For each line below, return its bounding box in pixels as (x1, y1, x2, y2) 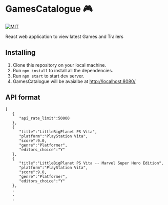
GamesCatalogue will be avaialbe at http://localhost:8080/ (12, 78, 136, 84)
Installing (5, 48, 36, 57)
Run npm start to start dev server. (12, 73, 85, 79)
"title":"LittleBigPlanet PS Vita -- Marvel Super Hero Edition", (18, 160, 164, 166)
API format (5, 93, 40, 102)
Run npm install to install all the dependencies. (12, 67, 114, 73)
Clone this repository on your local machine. (12, 61, 107, 68)
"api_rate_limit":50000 (18, 115, 70, 121)
